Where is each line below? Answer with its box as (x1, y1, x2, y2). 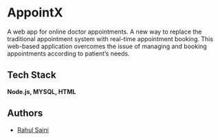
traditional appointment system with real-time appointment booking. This (7, 34, 214, 43)
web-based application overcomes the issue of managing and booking (7, 42, 208, 50)
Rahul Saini (16, 126, 49, 134)
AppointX (7, 5, 63, 21)
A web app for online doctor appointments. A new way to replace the (7, 27, 202, 36)
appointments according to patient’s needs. (7, 49, 130, 58)
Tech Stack (7, 69, 56, 81)
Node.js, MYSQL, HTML (7, 87, 76, 95)
